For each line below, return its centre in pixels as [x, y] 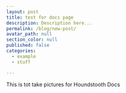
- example [24, 56]
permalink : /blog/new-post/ [41, 28]
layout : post [22, 12]
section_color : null [32, 40]
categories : [21, 51]
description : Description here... [49, 23]
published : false [28, 46]
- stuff [21, 62]
